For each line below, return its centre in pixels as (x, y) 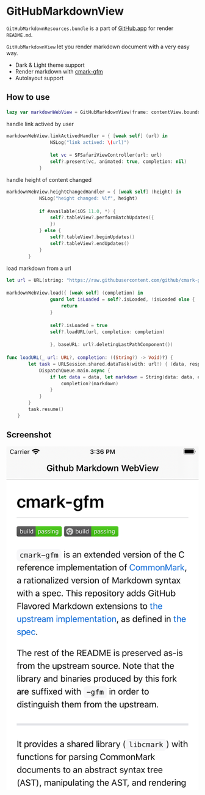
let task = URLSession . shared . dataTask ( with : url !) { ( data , (108, 364)
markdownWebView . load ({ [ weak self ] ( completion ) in (75, 293)
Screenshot (29, 435)
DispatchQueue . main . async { (75, 371)
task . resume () (46, 409)
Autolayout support (39, 78)
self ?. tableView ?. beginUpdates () (92, 237)
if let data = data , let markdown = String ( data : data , (122, 377)
